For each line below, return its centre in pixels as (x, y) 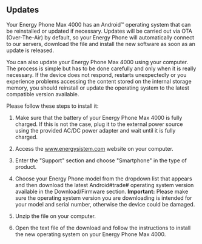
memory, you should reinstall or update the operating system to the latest (98, 88)
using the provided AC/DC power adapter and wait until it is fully (95, 130)
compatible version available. (43, 94)
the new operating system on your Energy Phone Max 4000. (90, 234)
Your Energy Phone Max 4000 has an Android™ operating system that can (99, 24)
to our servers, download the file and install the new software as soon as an (101, 44)
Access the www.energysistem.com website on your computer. (94, 148)
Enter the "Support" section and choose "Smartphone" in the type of (101, 160)
